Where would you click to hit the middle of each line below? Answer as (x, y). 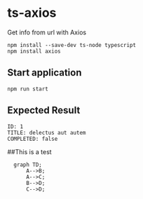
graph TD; (28, 165)
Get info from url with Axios (47, 32)
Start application (45, 73)
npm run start (28, 89)
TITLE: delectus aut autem (47, 132)
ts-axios (32, 13)
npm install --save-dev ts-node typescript (72, 45)
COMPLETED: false (33, 139)
